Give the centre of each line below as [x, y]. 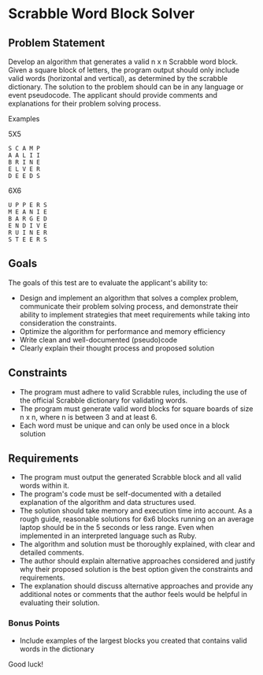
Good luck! [26, 664]
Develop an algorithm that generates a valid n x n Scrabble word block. [123, 61]
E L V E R [24, 169]
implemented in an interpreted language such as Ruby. [108, 536]
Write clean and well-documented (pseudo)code [98, 339]
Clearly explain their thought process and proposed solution [117, 348]
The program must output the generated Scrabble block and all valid [130, 477]
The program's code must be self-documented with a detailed [120, 494]
